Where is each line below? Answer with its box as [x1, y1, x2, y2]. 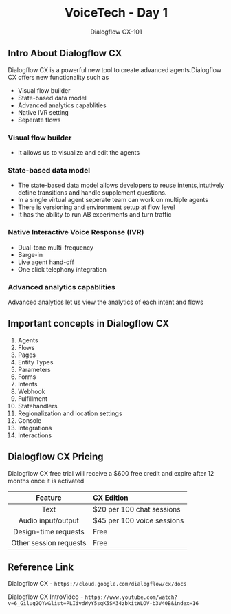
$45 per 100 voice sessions [93, 516, 184, 525]
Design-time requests [13, 527, 85, 536]
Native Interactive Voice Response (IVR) [8, 228, 144, 237]
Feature [36, 493, 62, 503]
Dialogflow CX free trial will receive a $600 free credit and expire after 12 [8, 469, 214, 477]
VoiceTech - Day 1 [65, 5, 168, 21]
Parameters [17, 365, 51, 373]
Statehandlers [17, 402, 58, 410]
